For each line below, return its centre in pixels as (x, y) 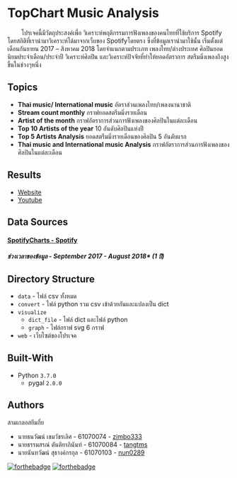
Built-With (30, 358)
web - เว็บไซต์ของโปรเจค (47, 335)
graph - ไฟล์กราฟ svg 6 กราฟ (66, 327)
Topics (23, 88)
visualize (32, 312)
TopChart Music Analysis (83, 13)
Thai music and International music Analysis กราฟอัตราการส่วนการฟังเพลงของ (123, 144)
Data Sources (38, 222)
